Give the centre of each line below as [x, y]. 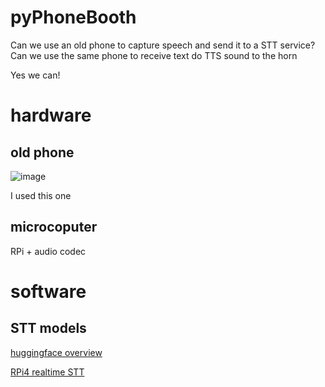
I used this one [41, 195]
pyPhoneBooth [73, 17]
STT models [48, 328]
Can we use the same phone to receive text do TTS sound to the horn [154, 55]
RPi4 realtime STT [47, 372]
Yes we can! [35, 75]
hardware [51, 115]
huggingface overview [56, 352]
